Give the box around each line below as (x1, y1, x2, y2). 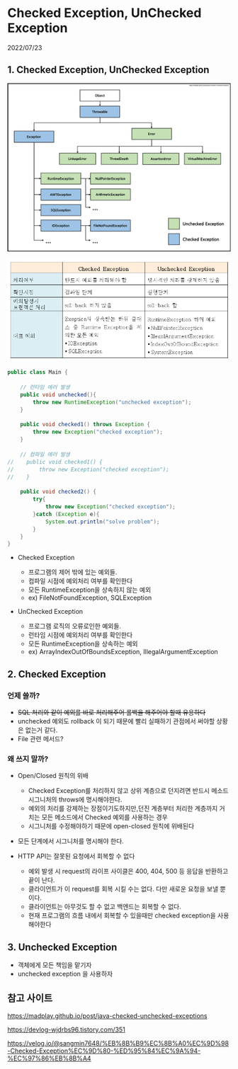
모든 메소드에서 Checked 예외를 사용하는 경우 (41, 813, 168, 822)
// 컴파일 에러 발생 (20, 451, 71, 458)
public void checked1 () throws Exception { (20, 421, 151, 428)
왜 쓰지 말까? (7, 754, 49, 764)
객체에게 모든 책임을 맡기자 (17, 961, 92, 969)
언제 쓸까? (7, 690, 40, 700)
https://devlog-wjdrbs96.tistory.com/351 (7, 1025, 125, 1034)
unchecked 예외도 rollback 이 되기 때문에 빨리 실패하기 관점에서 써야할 (17, 716, 215, 725)
